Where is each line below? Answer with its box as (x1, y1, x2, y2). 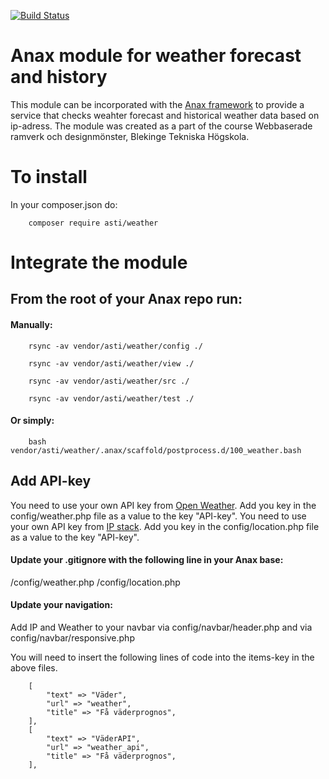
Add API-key (10, 473, 92, 490)
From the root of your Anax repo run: (10, 291, 243, 308)
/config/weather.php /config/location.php (10, 576, 181, 588)
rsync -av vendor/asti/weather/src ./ (28, 376, 190, 386)
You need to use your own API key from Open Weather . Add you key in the (10, 499, 317, 511)
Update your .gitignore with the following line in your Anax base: (10, 554, 284, 566)
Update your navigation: (10, 599, 113, 611)
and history (10, 66, 108, 89)
